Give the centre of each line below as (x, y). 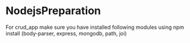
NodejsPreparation (53, 11)
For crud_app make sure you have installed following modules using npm (95, 27)
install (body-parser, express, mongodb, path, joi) (66, 33)
